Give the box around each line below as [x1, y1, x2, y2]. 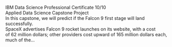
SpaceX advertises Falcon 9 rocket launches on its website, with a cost [5, 26, 156, 32]
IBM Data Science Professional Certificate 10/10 [5, 5, 106, 10]
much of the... [5, 37, 35, 43]
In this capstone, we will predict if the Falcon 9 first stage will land [5, 15, 145, 21]
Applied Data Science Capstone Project [5, 10, 89, 16]
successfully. [5, 20, 33, 27]
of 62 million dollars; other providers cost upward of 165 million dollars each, [5, 32, 167, 37]
